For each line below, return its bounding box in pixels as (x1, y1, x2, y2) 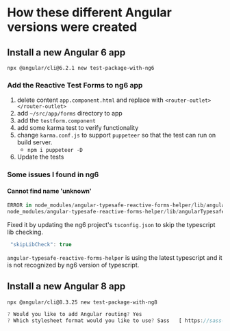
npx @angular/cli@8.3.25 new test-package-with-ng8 (7, 299, 157, 306)
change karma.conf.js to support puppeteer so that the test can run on (16, 131, 216, 140)
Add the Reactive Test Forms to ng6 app (7, 80, 143, 90)
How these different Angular (7, 5, 172, 21)
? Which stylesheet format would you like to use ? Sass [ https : (7, 317, 204, 324)
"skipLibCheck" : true (10, 241, 72, 248)
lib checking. (7, 228, 43, 237)
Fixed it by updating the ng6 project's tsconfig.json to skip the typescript (7, 221, 216, 229)
